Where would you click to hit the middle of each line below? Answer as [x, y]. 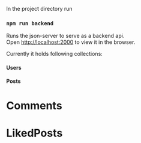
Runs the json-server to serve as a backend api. [65, 36]
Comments [34, 105]
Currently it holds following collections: [55, 54]
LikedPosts [34, 133]
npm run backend [30, 23]
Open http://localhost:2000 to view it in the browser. [71, 42]
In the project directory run [40, 9]
